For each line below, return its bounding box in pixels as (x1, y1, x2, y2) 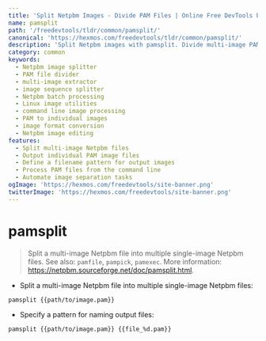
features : (8, 136, 41, 145)
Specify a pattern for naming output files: (19, 309, 154, 319)
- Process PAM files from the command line (15, 166, 161, 174)
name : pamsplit (8, 19, 59, 27)
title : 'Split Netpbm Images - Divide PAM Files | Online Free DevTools (8, 11, 253, 20)
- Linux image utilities (15, 100, 97, 108)
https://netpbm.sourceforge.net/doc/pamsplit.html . (27, 265, 194, 275)
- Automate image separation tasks (15, 173, 133, 182)
